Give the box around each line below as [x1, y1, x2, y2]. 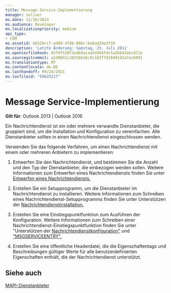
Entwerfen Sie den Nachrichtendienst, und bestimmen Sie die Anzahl [12, 159, 158, 165]
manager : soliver [5, 12, 42, 17]
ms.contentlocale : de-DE [5, 64, 58, 70]
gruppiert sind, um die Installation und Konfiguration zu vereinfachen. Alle [5, 128, 160, 134]
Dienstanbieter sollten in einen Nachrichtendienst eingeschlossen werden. [5, 133, 162, 140]
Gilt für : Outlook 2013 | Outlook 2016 [5, 113, 83, 119]
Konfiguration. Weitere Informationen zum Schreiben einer [12, 217, 135, 223]
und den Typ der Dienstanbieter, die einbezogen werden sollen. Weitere [12, 164, 164, 170]
